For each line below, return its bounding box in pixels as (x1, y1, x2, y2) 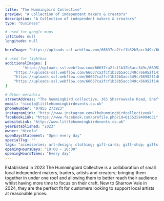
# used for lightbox (5, 56, 47, 61)
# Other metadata (5, 92, 41, 97)
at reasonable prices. (5, 191, 48, 197)
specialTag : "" (5, 138, 36, 142)
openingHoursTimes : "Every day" (5, 151, 71, 156)
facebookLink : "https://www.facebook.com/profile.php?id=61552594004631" (5, 115, 159, 120)
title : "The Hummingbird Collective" (5, 7, 82, 12)
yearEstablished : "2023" (5, 124, 56, 129)
